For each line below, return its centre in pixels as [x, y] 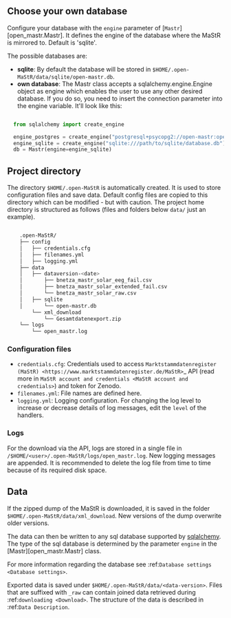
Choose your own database [67, 11]
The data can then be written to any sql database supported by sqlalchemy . [114, 536]
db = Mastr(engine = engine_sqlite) [63, 150]
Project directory [44, 171]
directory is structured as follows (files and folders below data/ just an [107, 210]
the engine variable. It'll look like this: [69, 105]
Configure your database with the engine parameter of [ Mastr [93, 28]
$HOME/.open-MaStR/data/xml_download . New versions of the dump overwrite [114, 515]
